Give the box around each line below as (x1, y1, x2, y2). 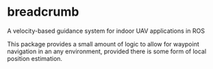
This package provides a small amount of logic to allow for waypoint (7, 40, 200, 48)
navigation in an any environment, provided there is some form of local (7, 47, 207, 55)
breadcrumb (7, 4, 79, 20)
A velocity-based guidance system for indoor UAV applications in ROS (7, 27, 205, 35)
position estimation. (7, 54, 63, 62)
